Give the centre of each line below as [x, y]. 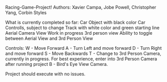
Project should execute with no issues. [46, 74]
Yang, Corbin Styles [26, 13]
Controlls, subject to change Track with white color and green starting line [82, 28]
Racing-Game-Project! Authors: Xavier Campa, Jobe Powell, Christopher [81, 7]
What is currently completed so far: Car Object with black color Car [75, 22]
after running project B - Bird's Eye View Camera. [57, 64]
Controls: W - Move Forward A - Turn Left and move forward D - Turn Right [83, 48]
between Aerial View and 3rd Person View [49, 38]
